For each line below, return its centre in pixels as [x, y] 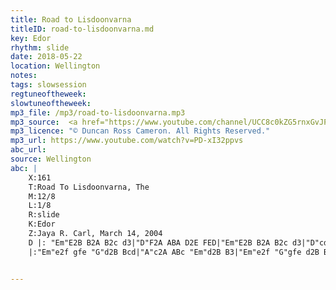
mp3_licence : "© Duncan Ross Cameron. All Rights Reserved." [140, 131]
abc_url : [28, 150]
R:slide [44, 215]
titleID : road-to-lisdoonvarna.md [82, 29]
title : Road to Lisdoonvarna [71, 19]
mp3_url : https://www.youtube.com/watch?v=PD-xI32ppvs [127, 141]
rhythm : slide [40, 47]
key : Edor [31, 38]
